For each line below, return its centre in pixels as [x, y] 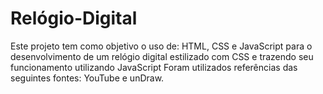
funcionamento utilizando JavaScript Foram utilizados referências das [154, 67]
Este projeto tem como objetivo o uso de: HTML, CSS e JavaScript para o [161, 46]
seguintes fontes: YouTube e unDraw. [87, 78]
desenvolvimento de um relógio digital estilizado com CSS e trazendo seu [162, 56]
